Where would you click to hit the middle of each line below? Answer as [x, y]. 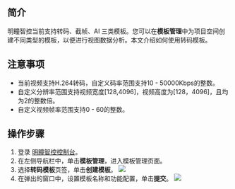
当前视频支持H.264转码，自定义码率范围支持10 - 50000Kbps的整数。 [118, 83]
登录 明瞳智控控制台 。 [49, 152]
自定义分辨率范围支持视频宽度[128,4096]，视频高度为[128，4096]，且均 [123, 91]
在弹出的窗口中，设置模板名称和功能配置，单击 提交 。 [95, 178]
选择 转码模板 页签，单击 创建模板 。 [67, 170]
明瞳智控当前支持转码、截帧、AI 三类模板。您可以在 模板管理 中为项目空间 [113, 31]
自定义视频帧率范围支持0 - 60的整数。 [73, 109]
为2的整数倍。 [38, 101]
